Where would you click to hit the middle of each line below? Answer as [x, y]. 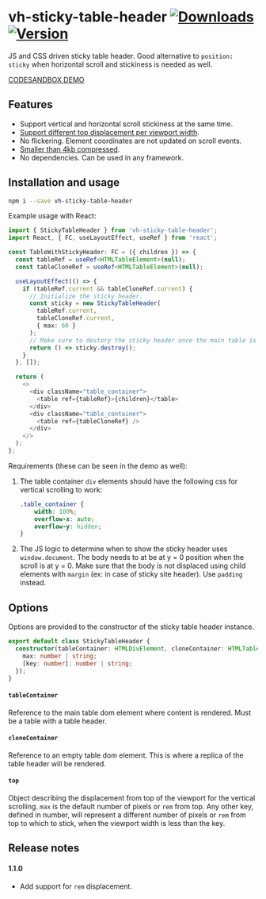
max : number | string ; [60, 656]
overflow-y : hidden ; [68, 527]
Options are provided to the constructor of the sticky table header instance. [131, 627]
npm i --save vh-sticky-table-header [70, 201]
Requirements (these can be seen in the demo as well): [98, 465]
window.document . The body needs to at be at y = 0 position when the [131, 558]
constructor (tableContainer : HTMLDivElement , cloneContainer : [120, 649]
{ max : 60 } [57, 326]
